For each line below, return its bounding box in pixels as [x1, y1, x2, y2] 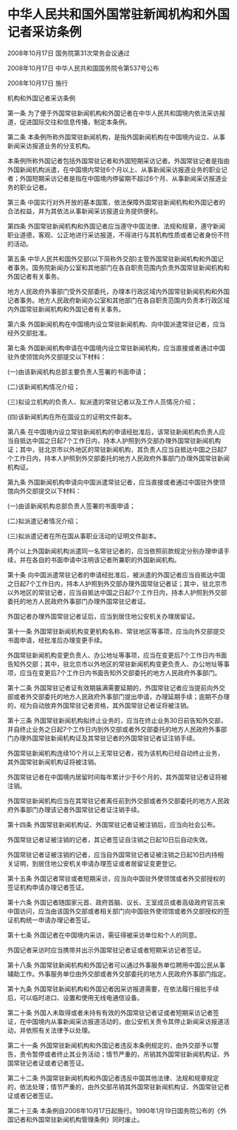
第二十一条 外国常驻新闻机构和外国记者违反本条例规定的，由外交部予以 [7, 1041, 213, 1049]
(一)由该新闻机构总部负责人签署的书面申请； [7, 501, 136, 510]
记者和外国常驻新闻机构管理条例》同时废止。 [13, 1115, 143, 1124]
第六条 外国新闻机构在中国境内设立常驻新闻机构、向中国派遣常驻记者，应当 [7, 319, 226, 328]
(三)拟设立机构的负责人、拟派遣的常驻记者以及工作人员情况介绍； [7, 397, 197, 406]
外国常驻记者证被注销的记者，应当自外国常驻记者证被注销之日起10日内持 [7, 850, 218, 859]
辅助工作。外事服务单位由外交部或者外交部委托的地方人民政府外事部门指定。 [7, 969, 230, 978]
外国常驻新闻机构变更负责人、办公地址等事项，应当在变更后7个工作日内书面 [7, 650, 227, 659]
